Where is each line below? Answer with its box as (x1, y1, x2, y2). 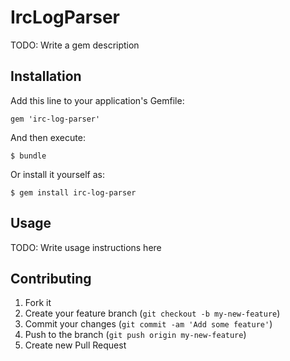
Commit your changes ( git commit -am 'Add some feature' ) (24, 318, 273, 330)
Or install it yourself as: (10, 168, 105, 180)
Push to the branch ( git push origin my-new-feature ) (24, 329, 247, 341)
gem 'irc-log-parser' (10, 114, 101, 124)
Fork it (24, 297, 52, 309)
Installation (10, 68, 82, 85)
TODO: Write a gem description (10, 39, 140, 51)
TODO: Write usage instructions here (10, 241, 162, 253)
